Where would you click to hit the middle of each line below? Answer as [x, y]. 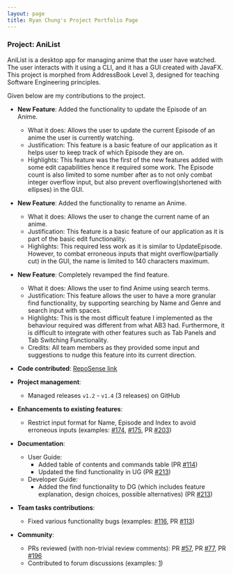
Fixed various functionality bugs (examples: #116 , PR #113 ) [111, 521]
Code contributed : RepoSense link [67, 368]
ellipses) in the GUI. [56, 189]
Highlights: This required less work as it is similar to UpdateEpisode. [125, 246]
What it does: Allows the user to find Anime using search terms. [119, 288]
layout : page [26, 14]
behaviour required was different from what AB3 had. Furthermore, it [126, 325]
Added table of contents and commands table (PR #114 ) [118, 464]
